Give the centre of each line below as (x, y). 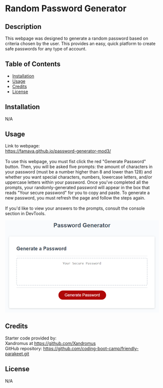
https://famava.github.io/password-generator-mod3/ (58, 151)
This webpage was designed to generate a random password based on (77, 38)
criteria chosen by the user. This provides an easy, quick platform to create (80, 44)
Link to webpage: (22, 146)
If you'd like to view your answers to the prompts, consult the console (75, 208)
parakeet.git (17, 354)
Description (23, 27)
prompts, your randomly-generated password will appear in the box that (77, 188)
